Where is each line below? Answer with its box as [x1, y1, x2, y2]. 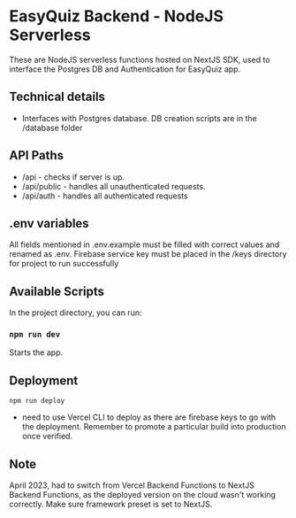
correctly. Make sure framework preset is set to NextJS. [9, 499, 213, 510]
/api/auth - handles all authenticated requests [21, 190, 188, 201]
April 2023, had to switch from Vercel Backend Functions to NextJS [9, 480, 254, 491]
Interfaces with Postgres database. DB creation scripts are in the [21, 112, 258, 123]
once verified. [21, 431, 73, 442]
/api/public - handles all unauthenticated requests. [21, 181, 206, 191]
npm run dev [9, 329, 61, 340]
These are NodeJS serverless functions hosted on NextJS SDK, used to [9, 54, 271, 65]
